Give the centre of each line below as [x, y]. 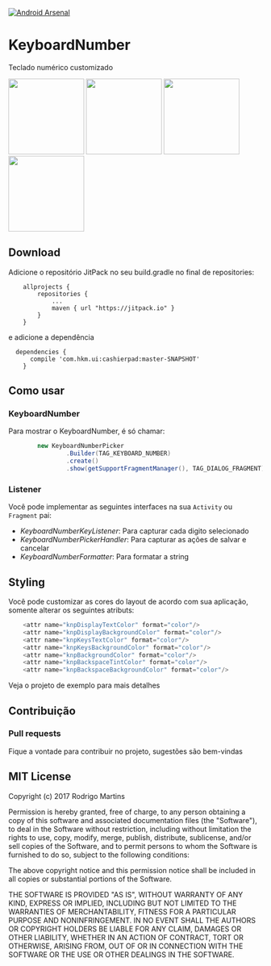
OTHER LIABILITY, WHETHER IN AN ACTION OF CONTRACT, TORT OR [126, 937]
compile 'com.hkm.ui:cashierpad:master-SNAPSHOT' [115, 359]
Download [34, 253]
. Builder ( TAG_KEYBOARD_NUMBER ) [119, 454]
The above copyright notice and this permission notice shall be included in [132, 870]
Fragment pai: [30, 516]
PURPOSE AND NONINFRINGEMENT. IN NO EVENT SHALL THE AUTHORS [132, 920]
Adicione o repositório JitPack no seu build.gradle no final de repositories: [131, 272]
